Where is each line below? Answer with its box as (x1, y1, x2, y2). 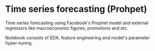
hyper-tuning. (5, 40, 33, 46)
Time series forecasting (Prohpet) (5, 3, 148, 15)
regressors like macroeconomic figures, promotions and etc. (5, 25, 129, 31)
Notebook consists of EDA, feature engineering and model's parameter (5, 35, 150, 41)
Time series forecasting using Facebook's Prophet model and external (5, 20, 149, 26)
